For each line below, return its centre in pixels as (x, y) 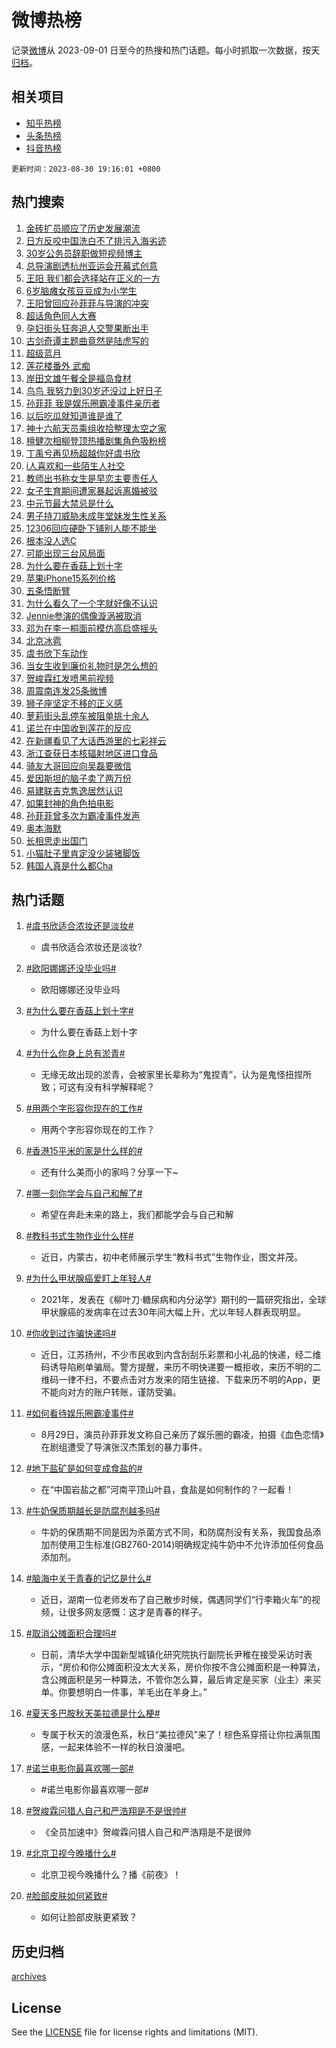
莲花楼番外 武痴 (58, 365)
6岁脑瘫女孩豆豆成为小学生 (81, 290)
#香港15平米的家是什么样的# (84, 1151)
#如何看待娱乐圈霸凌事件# (79, 1413)
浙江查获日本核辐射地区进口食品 (91, 753)
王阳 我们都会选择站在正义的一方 (93, 278)
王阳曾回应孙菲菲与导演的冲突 (87, 303)
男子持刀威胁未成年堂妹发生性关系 (96, 515)
